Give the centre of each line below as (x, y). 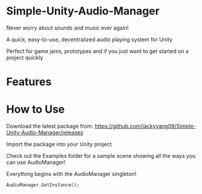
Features (29, 82)
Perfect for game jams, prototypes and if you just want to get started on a (97, 51)
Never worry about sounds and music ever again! (68, 28)
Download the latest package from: (50, 126)
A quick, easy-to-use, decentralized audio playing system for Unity (90, 39)
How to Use (36, 109)
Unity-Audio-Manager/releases (45, 133)
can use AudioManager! (36, 162)
